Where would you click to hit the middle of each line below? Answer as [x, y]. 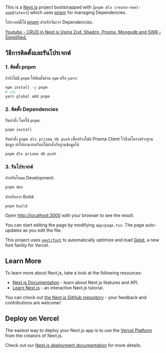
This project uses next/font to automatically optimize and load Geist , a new [82, 240]
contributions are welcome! [33, 303]
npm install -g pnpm [27, 87]
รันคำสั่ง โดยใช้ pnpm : [23, 120]
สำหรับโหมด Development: [30, 177]
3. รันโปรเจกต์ [19, 167]
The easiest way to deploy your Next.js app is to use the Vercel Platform [79, 331]
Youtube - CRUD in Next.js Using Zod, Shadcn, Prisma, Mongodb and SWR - [83, 32]
